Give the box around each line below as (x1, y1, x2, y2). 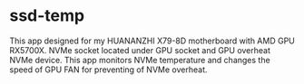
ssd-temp (9, 5, 84, 26)
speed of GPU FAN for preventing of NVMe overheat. (9, 64, 208, 75)
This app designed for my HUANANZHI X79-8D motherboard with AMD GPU (9, 35, 295, 46)
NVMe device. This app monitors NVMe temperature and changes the (9, 54, 270, 65)
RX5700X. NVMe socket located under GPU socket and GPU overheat (9, 44, 270, 55)
